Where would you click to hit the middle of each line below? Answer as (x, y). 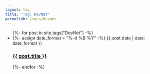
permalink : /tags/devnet (31, 19)
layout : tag (17, 10)
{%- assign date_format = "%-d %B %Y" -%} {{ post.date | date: (78, 38)
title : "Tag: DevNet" (28, 14)
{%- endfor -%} (29, 67)
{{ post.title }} (30, 56)
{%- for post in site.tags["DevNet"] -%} (53, 33)
